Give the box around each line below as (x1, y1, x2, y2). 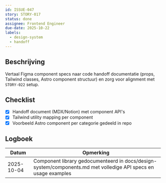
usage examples (33, 170, 72, 177)
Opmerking (82, 149, 110, 156)
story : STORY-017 (5, 12, 41, 17)
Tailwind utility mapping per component (12, 114, 93, 120)
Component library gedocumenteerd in (33, 158, 124, 165)
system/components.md (33, 164, 90, 171)
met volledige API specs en (90, 164, 154, 171)
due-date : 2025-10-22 (5, 26, 50, 31)
